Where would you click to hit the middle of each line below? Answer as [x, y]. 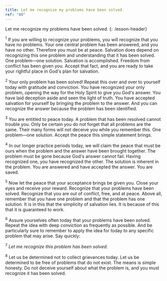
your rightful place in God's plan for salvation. [52, 71]
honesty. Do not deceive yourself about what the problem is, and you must [82, 268]
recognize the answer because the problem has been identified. [71, 108]
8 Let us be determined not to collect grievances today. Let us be [72, 257]
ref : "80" [16, 15]
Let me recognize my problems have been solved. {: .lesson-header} [76, 29]
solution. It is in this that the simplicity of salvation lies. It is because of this [82, 204]
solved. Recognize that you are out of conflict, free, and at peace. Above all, [84, 193]
